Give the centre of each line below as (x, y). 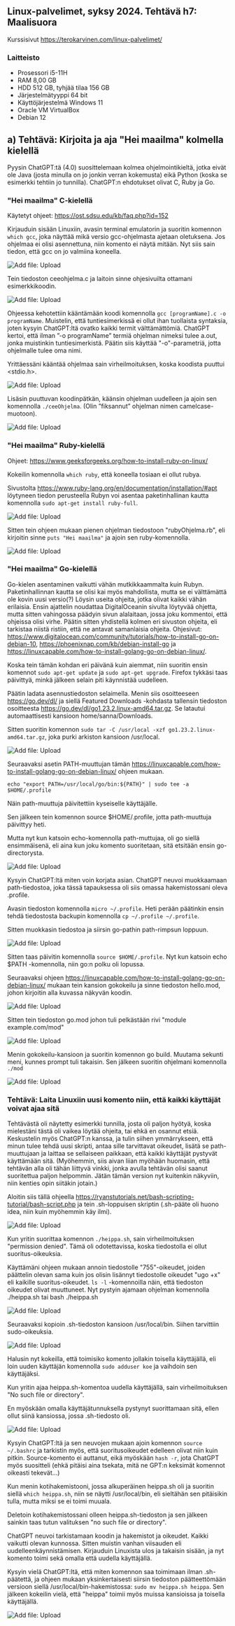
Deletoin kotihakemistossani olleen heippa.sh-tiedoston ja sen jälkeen (107, 1515)
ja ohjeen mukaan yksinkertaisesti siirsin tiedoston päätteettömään (130, 1579)
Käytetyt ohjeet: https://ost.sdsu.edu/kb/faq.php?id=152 (88, 216)
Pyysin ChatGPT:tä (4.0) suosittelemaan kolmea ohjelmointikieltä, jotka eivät (117, 167)
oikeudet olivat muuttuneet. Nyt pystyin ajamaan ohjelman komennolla (108, 1290)
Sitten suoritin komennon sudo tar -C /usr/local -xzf (86, 729)
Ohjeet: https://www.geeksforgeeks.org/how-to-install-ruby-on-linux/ (108, 460)
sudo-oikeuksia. (30, 1332)
